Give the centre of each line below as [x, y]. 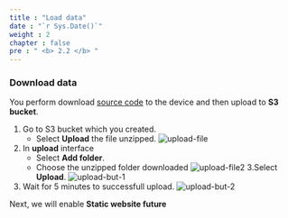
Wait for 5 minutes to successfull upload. [98, 186]
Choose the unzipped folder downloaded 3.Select [157, 168]
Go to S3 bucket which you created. [89, 129]
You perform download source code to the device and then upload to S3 [144, 102]
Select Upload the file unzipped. [96, 139]
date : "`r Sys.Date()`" [56, 26]
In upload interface [58, 149]
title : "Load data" [48, 18]
